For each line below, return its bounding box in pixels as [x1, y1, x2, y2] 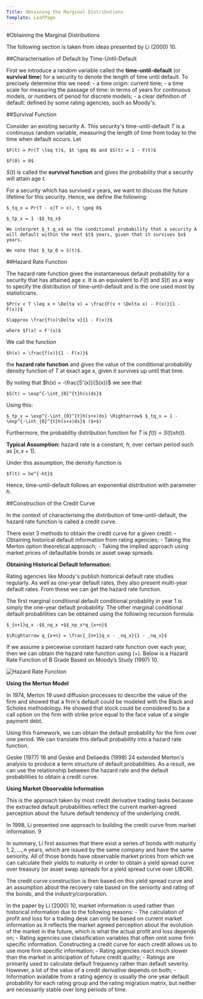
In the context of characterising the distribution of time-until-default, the [6, 511, 187, 518]
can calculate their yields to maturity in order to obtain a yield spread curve [6, 859, 194, 866]
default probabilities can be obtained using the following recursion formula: [6, 610, 194, 617]
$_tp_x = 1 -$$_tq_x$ [6, 215, 61, 222]
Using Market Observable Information [6, 784, 105, 792]
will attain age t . [6, 174, 46, 182]
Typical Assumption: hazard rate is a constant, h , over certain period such [6, 441, 194, 448]
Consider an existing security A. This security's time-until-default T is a [6, 122, 185, 129]
